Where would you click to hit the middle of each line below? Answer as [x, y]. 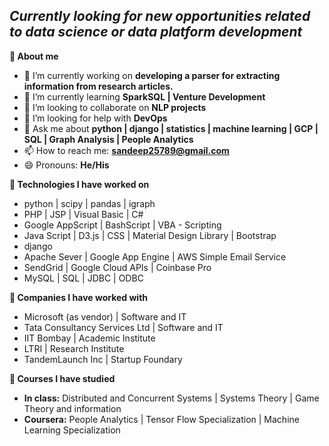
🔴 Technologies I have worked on [79, 184]
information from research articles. [98, 86]
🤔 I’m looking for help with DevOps [95, 118]
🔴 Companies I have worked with [79, 297]
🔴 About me [34, 56]
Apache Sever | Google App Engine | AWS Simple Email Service [155, 256]
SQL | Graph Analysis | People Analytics [108, 139]
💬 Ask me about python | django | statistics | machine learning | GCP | [171, 128]
